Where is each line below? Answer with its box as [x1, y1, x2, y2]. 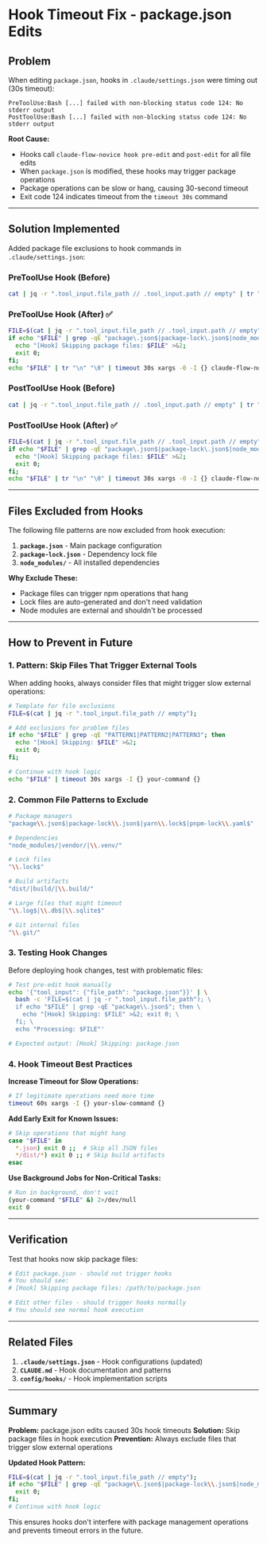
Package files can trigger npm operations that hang [19, 589, 188, 598]
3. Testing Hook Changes [8, 947, 108, 958]
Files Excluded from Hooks [8, 504, 144, 518]
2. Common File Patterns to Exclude [8, 794, 149, 805]
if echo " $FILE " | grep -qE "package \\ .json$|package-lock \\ [8, 1480, 215, 1489]
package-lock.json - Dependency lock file [19, 550, 157, 559]
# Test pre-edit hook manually [8, 981, 112, 989]
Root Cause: [8, 134, 50, 143]
